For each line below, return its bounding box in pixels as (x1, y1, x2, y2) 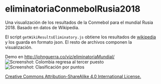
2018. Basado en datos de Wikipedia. (5, 24, 80, 30)
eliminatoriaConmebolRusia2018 (5, 3, 141, 15)
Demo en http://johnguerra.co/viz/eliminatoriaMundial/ (5, 53, 115, 59)
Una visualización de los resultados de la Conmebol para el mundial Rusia (5, 19, 154, 25)
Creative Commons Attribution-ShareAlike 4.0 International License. (5, 73, 141, 79)
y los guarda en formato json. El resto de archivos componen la (5, 39, 132, 45)
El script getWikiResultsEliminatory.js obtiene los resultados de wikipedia (5, 34, 156, 40)
